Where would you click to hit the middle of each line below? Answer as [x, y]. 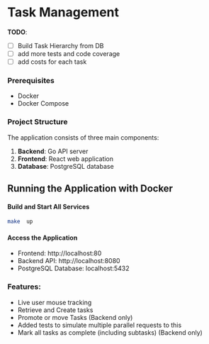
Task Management [63, 12]
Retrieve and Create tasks [55, 310]
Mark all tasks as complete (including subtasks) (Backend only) [110, 332]
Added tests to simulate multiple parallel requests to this [100, 325]
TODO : [17, 32]
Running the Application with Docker [90, 189]
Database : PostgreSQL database [66, 166]
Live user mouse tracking [55, 302]
